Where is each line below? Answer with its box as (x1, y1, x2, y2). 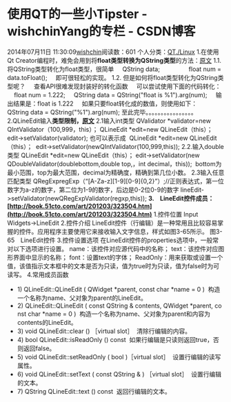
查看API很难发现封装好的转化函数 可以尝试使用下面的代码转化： (33, 82, 221, 90)
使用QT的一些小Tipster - (7, 6, 148, 22)
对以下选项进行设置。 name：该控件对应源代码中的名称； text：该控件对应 (7, 244, 219, 252)
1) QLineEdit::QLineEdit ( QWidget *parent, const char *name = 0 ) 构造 (17, 285, 221, 293)
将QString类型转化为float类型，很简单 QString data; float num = (7, 65, 222, 73)
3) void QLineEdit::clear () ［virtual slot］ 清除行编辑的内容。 (17, 327, 192, 335)
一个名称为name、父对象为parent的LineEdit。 (17, 294, 147, 302)
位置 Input (170, 210, 199, 218)
